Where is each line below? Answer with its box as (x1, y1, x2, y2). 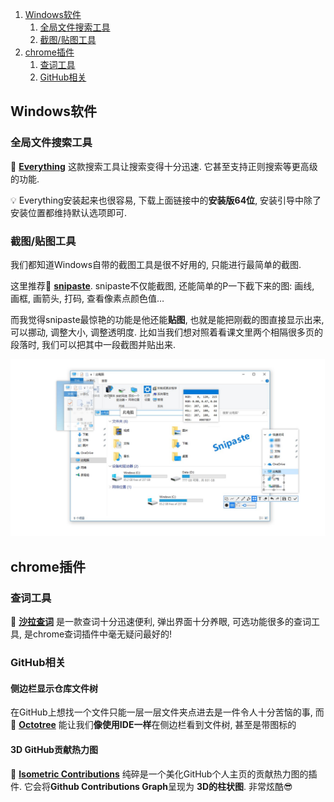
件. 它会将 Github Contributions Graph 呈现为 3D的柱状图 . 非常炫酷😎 (10, 780, 293, 792)
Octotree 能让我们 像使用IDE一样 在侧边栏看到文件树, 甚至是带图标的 (18, 719, 297, 731)
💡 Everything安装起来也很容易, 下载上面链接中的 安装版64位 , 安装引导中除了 (10, 194, 322, 206)
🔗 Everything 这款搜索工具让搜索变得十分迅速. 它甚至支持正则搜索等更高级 (10, 160, 318, 172)
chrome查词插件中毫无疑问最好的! (32, 628, 173, 640)
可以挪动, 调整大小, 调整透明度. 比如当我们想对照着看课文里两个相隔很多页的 (10, 326, 323, 338)
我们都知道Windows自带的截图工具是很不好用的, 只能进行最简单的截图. (10, 258, 302, 270)
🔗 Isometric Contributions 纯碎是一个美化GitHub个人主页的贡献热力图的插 (10, 768, 318, 780)
